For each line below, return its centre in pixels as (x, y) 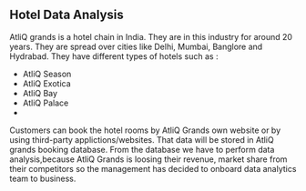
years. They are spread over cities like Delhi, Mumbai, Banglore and (136, 46)
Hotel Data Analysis (67, 15)
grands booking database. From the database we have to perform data (142, 149)
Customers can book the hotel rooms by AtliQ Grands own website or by (145, 130)
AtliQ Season (47, 74)
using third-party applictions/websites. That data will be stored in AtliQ (142, 139)
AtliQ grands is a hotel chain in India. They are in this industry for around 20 (151, 36)
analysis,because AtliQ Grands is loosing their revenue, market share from (148, 159)
